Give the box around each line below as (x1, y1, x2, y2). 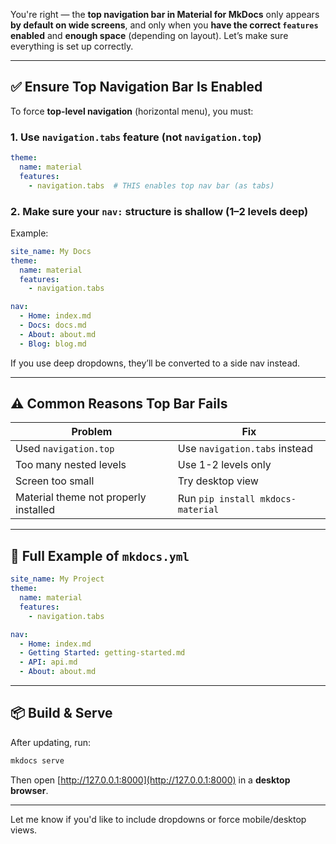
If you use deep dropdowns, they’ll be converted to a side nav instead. (10, 357, 301, 369)
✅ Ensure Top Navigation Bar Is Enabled (10, 79, 263, 96)
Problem (71, 425, 113, 439)
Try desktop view (177, 474, 259, 488)
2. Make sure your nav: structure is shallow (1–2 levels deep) (10, 204, 309, 218)
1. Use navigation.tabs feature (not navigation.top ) (10, 130, 262, 144)
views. (10, 824, 38, 836)
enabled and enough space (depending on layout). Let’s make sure (10, 30, 289, 41)
